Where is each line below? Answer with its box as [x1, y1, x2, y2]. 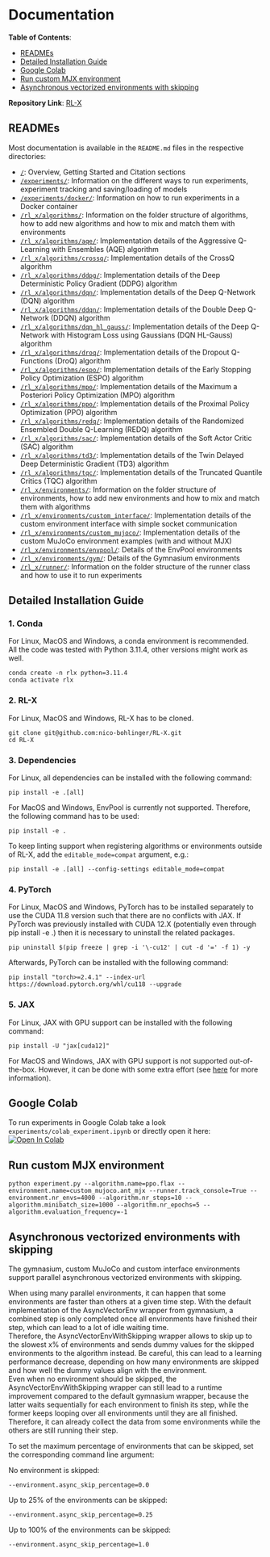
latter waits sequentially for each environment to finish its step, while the [8, 1400, 249, 1410]
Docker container [19, 201, 78, 211]
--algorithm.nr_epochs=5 [116, 1201, 200, 1209]
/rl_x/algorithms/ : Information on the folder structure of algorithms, [19, 210, 248, 220]
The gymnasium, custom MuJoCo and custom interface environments [8, 1264, 240, 1274]
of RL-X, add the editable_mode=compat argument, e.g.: [8, 850, 189, 859]
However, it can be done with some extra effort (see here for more [38, 1064, 259, 1074]
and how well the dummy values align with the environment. [8, 1366, 207, 1375]
